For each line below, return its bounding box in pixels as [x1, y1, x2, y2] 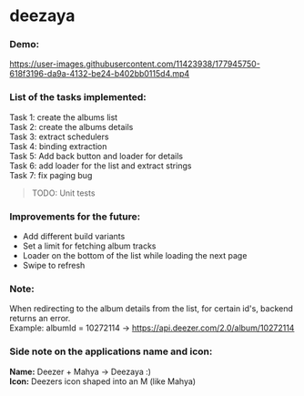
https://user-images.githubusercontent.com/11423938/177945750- [9, 58, 261, 69]
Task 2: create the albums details [9, 121, 134, 132]
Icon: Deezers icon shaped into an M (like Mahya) [9, 375, 197, 387]
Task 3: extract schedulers [9, 131, 109, 142]
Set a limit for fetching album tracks [22, 240, 157, 251]
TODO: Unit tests [31, 188, 96, 198]
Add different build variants [22, 231, 126, 242]
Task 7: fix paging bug [9, 169, 93, 180]
